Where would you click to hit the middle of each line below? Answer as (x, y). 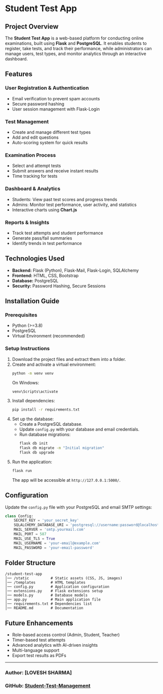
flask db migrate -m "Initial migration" (62, 448)
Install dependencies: (33, 401)
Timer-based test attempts (39, 640)
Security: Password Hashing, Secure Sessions (59, 286)
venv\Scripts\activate (35, 392)
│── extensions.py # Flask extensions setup (54, 591)
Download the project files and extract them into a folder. (69, 359)
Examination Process (31, 155)
